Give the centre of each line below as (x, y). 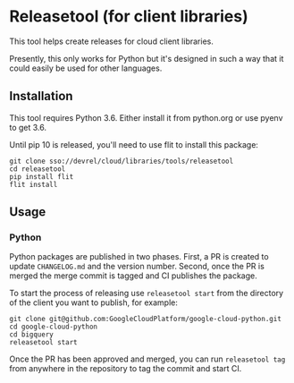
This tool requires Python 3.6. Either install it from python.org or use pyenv (146, 117)
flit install (34, 184)
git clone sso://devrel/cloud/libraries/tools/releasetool (122, 161)
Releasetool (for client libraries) (129, 17)
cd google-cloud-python (54, 327)
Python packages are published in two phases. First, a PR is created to (139, 257)
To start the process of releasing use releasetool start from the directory (147, 294)
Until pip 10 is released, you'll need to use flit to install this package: (134, 144)
